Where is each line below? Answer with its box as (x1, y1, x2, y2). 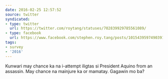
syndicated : (5, 16, 30, 21)
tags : (5, 40, 16, 45)
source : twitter (5, 12, 39, 17)
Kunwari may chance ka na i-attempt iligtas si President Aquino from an (5, 63, 152, 69)
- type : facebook (5, 30, 41, 35)
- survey (5, 44, 23, 49)
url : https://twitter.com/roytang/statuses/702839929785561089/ (9, 26, 146, 31)
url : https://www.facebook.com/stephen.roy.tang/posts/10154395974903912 (9, 35, 166, 40)
